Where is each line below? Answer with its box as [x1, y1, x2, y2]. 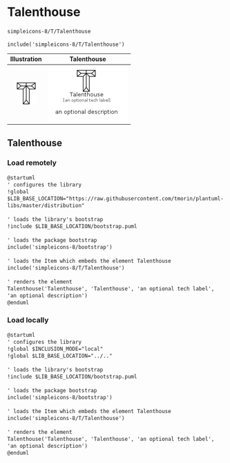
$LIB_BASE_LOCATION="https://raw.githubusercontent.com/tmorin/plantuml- [7, 195, 224, 202]
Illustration [10, 55, 43, 63]
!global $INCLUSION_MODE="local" [7, 346, 104, 353]
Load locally [7, 315, 49, 324]
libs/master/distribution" [7, 202, 85, 209]
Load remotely [7, 157, 57, 167]
